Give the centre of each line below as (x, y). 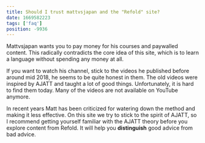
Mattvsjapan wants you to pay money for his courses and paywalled (92, 46)
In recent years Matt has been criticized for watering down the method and (101, 109)
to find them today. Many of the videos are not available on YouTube (92, 90)
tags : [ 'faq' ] (24, 23)
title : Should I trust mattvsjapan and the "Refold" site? (83, 12)
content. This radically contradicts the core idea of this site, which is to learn (103, 53)
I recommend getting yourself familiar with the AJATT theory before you (97, 122)
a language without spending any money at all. (65, 59)
